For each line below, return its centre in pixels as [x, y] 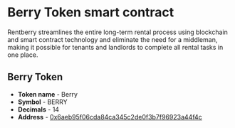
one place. [23, 55]
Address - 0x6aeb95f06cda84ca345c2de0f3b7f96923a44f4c [110, 117]
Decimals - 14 [38, 109]
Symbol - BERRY [42, 102]
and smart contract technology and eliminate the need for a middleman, [113, 39]
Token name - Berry [48, 94]
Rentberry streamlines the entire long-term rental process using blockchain [117, 32]
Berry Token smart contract [91, 12]
